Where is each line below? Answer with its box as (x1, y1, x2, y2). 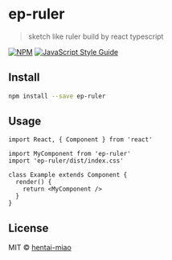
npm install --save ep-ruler (8, 92, 106, 100)
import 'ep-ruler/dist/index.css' (8, 157, 125, 166)
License (8, 221, 49, 235)
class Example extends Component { (8, 171, 128, 179)
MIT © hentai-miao (8, 243, 72, 253)
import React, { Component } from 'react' (8, 136, 153, 144)
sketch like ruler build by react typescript (27, 31, 164, 41)
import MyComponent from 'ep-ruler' (8, 150, 131, 158)
